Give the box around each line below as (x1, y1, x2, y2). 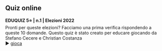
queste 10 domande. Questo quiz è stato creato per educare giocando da (5, 30, 157, 36)
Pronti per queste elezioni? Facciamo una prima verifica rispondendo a (5, 24, 152, 30)
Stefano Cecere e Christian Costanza (5, 35, 82, 41)
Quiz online (5, 4, 42, 12)
